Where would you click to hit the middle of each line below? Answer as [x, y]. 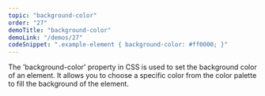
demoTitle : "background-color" [60, 30]
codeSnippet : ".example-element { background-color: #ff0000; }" [118, 45]
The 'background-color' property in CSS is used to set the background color [132, 67]
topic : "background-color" [53, 15]
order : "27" [28, 23]
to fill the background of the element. [68, 84]
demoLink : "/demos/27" [45, 37]
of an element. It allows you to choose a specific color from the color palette [132, 76]
